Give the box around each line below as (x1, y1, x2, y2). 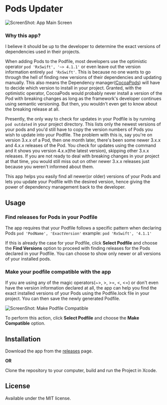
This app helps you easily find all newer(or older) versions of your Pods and (5, 173, 161, 179)
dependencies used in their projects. (5, 48, 81, 55)
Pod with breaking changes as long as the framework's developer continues (5, 95, 162, 101)
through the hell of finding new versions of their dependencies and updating (5, 74, 162, 80)
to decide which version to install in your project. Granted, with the (5, 85, 142, 91)
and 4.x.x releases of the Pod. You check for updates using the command (5, 142, 156, 148)
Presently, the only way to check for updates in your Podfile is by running (5, 116, 156, 122)
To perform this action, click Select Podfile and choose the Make (5, 315, 140, 321)
